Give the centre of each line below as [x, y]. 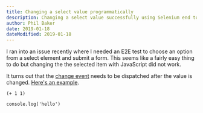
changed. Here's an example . [43, 83]
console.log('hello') [34, 104]
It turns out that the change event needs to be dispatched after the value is [99, 76]
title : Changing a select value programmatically [70, 12]
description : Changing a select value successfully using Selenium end [98, 18]
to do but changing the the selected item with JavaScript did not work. [94, 65]
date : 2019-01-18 [28, 29]
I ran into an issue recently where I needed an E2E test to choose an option [100, 51]
